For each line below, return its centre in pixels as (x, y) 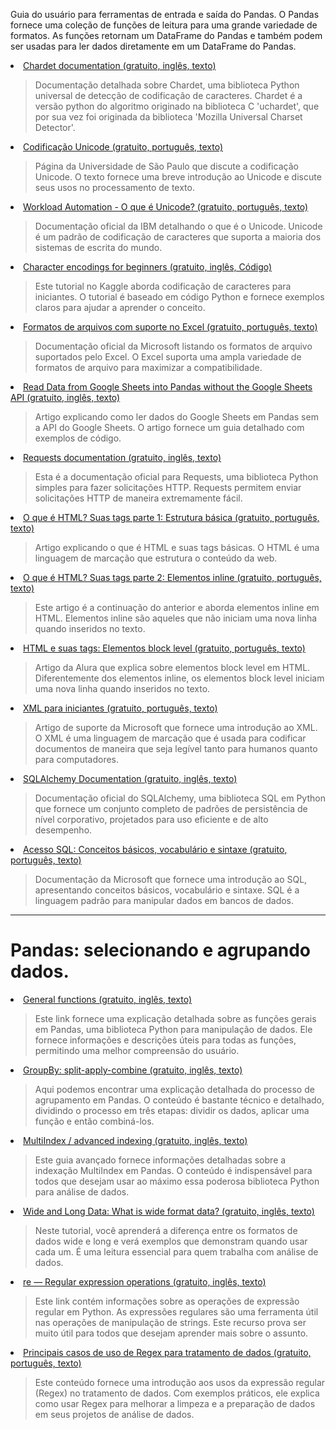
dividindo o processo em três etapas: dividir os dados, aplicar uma (172, 1110)
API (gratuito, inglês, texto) (65, 397)
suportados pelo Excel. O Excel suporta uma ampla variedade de (168, 357)
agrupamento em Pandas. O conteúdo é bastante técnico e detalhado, (179, 1100)
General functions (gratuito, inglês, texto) (108, 999)
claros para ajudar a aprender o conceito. (120, 307)
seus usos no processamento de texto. (114, 187)
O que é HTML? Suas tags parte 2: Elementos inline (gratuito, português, (172, 577)
